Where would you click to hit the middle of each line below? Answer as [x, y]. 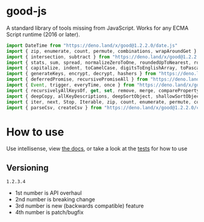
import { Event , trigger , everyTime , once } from [70, 85]
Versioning [27, 168]
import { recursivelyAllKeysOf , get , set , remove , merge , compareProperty [103, 90]
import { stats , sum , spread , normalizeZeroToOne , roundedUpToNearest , [99, 62]
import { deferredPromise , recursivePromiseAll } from [77, 79]
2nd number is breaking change [55, 200]
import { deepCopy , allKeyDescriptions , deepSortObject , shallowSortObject [104, 96]
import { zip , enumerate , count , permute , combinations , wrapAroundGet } [102, 51]
